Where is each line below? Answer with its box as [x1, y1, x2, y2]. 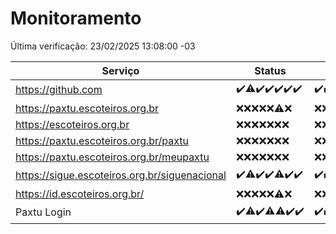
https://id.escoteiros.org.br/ [15, 187, 145, 201]
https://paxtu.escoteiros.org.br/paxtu [15, 133, 190, 147]
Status [254, 63, 287, 77]
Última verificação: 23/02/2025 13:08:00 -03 [10, 40, 196, 52]
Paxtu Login [15, 205, 72, 219]
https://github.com [15, 83, 103, 97]
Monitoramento [10, 7, 142, 30]
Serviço [101, 63, 140, 77]
